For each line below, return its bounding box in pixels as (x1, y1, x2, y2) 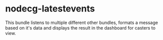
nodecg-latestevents (5, 3, 95, 14)
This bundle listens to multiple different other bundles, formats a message (5, 19, 158, 25)
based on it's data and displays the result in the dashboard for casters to (5, 24, 156, 30)
